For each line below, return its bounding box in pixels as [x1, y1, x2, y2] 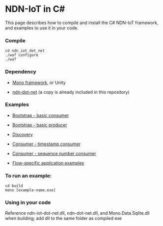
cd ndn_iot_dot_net [5, 48, 45, 54]
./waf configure [5, 53, 38, 57]
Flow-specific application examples [12, 160, 84, 166]
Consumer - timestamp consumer [12, 141, 81, 147]
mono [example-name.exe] [5, 188, 56, 193]
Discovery [12, 131, 33, 137]
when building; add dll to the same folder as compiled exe [5, 215, 122, 222]
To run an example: [5, 172, 52, 179]
